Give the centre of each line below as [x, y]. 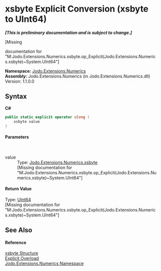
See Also [19, 230]
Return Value [18, 189]
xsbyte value [27, 121]
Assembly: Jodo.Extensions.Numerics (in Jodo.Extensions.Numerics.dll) [78, 76]
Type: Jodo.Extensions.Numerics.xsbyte [57, 162]
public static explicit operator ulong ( [47, 117]
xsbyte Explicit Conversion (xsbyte [77, 9]
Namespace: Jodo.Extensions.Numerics [45, 71]
